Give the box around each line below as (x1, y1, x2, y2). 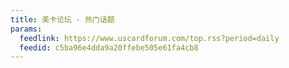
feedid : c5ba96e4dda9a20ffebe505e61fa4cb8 (19, 42, 199, 53)
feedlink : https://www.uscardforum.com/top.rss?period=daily (19, 33, 280, 43)
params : (10, 24, 43, 34)
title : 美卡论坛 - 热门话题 (10, 14, 115, 25)
